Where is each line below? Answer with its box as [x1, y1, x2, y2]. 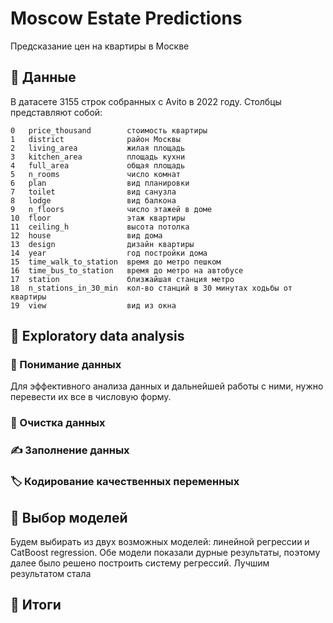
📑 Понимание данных [10, 358, 122, 372]
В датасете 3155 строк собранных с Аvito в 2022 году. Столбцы [10, 95, 282, 107]
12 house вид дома [10, 230, 163, 241]
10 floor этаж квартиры [10, 213, 186, 223]
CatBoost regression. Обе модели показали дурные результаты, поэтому [10, 547, 321, 559]
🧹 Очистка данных [10, 416, 106, 430]
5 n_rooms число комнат [10, 169, 182, 179]
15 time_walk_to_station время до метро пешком [10, 257, 222, 267]
